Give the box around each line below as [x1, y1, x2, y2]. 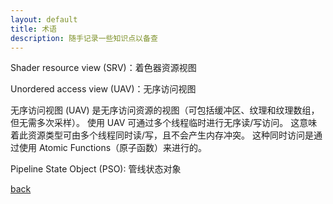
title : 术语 [10, 24, 57, 34]
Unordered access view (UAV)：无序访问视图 [10, 83, 197, 95]
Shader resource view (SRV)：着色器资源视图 [10, 62, 197, 74]
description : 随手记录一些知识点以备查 [10, 33, 158, 43]
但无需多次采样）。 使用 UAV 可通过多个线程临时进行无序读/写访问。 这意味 [10, 117, 318, 129]
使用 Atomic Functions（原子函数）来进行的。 [18, 142, 208, 154]
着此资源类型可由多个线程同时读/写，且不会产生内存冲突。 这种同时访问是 [10, 129, 314, 141]
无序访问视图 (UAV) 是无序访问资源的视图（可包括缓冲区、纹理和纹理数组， [10, 104, 320, 116]
